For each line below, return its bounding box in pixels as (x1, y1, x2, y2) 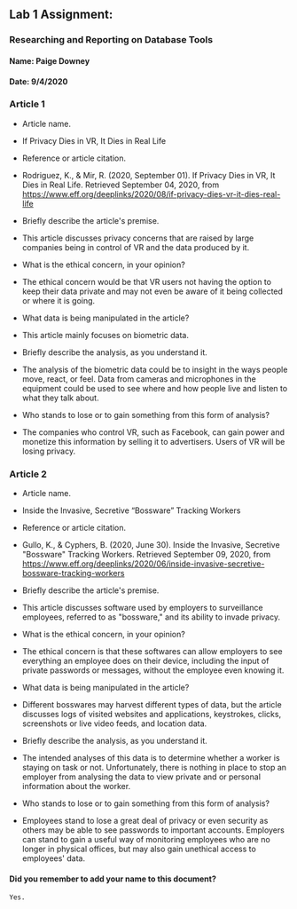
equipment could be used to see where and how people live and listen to (21, 383, 288, 393)
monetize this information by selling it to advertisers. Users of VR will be (21, 436, 285, 447)
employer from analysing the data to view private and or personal (21, 771, 262, 782)
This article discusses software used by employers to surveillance (21, 603, 263, 613)
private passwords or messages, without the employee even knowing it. (21, 665, 285, 676)
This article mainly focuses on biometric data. (21, 329, 189, 340)
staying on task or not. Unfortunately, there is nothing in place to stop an (21, 763, 286, 773)
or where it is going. (21, 295, 96, 305)
